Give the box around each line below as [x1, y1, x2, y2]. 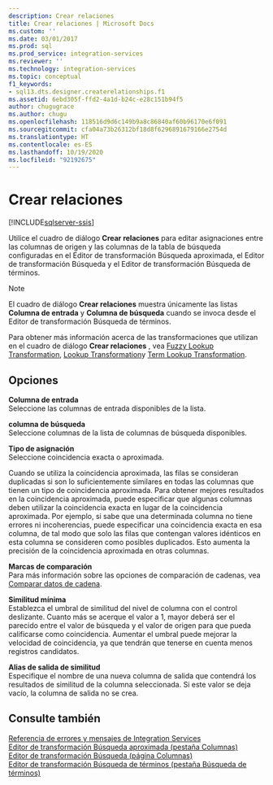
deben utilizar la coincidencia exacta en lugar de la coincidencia [8, 503, 223, 512]
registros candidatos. [8, 647, 80, 656]
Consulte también [8, 712, 101, 726]
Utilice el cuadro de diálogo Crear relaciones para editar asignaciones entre [8, 233, 264, 243]
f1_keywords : [8, 80, 53, 88]
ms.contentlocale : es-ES [8, 140, 93, 149]
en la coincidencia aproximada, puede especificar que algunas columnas [8, 494, 253, 504]
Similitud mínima [8, 595, 67, 604]
